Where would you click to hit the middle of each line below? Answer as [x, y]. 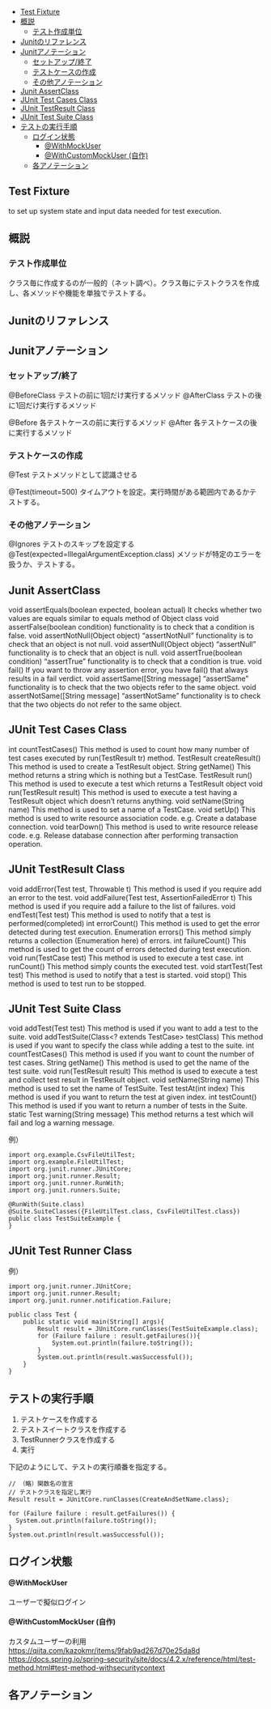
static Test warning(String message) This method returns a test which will [131, 1114]
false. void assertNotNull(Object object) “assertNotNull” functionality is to [131, 636]
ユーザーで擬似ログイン [47, 1601]
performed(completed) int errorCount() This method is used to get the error [134, 923]
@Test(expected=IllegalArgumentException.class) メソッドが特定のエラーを [135, 555]
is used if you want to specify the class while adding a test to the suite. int [131, 1046]
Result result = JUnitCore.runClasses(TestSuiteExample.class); [148, 1329]
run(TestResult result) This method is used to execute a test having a [123, 792]
